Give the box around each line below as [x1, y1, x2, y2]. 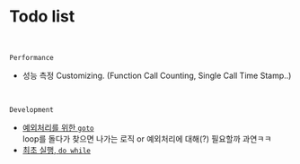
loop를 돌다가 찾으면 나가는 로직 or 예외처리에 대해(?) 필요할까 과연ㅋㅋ [22, 133, 272, 144]
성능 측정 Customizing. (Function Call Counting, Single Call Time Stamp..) [22, 70, 292, 81]
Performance [9, 53, 54, 62]
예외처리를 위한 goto [22, 122, 94, 133]
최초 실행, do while [22, 144, 92, 155]
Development [9, 105, 54, 114]
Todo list [9, 6, 75, 27]
